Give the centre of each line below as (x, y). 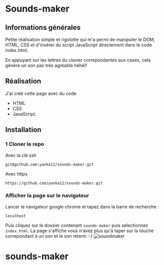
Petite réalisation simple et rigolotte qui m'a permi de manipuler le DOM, (80, 39)
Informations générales (43, 28)
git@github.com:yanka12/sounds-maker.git (50, 165)
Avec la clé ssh (21, 155)
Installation (23, 130)
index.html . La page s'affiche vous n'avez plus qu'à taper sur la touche (79, 231)
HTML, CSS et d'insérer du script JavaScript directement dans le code (79, 45)
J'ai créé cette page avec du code (41, 93)
